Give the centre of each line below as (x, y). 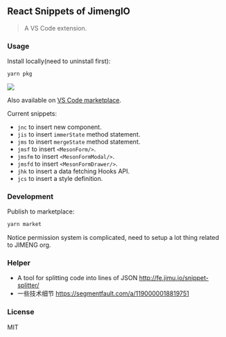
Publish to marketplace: (41, 211)
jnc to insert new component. (59, 127)
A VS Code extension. (55, 28)
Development (31, 196)
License (21, 312)
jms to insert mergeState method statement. (79, 141)
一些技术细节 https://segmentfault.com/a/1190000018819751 (103, 293)
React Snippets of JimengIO (69, 11)
